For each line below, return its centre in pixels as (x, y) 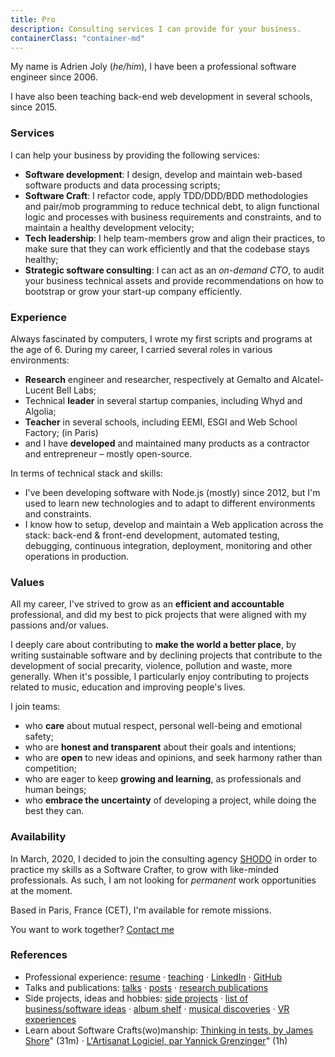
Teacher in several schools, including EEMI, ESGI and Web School (161, 422)
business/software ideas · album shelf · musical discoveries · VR (157, 1008)
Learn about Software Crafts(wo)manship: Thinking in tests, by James (169, 1030)
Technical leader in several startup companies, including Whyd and (163, 400)
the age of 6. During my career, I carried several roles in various (141, 349)
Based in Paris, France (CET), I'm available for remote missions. (141, 910)
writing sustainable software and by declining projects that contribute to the (166, 655)
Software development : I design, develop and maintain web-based (163, 174)
